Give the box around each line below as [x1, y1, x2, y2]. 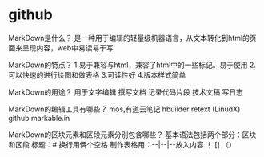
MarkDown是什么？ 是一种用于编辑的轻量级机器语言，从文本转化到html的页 [8, 33, 258, 42]
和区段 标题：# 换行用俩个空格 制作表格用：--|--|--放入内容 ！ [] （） [8, 139, 236, 149]
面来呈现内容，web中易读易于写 [8, 42, 114, 53]
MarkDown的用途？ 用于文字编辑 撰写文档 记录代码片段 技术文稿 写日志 [8, 87, 244, 97]
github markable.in [8, 113, 70, 123]
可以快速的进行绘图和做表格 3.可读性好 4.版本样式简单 [8, 70, 186, 79]
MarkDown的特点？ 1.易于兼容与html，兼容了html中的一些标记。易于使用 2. [8, 60, 256, 70]
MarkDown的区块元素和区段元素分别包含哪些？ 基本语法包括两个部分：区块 [8, 130, 257, 139]
